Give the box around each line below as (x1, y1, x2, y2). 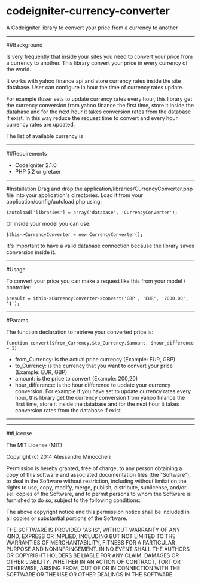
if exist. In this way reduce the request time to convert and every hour (6, 114, 178, 121)
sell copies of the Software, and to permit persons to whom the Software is (6, 490, 191, 497)
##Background (6, 41, 43, 49)
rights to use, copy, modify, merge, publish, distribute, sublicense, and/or (6, 483, 187, 491)
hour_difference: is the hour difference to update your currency (14, 381, 171, 388)
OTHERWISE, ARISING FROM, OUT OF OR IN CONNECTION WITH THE (6, 564, 181, 572)
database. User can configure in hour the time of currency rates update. (6, 83, 184, 91)
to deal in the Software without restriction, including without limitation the (6, 477, 187, 485)
